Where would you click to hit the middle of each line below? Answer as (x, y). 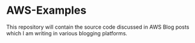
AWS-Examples (46, 10)
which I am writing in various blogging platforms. (67, 33)
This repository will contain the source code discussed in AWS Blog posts (98, 27)
